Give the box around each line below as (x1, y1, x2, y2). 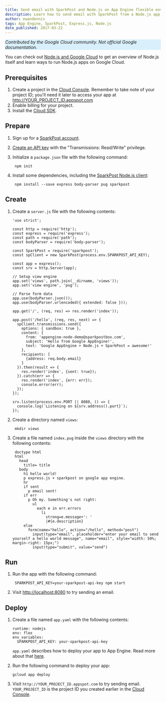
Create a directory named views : (12, 417, 78, 423)
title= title (23, 463, 50, 468)
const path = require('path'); (12, 235, 77, 240)
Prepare (5, 122, 31, 130)
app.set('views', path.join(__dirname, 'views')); (12, 278, 119, 283)
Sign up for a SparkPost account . (12, 135, 80, 141)
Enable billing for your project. (12, 102, 74, 108)
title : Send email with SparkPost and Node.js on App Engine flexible (5, 7, 154, 12)
